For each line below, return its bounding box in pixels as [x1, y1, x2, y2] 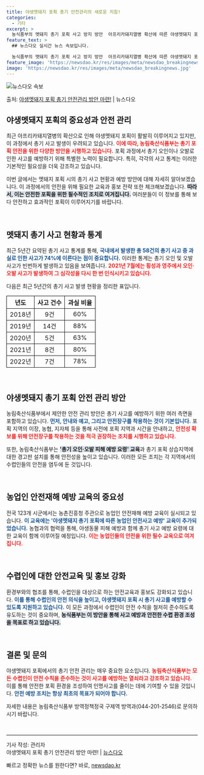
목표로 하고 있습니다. [12, 618, 61, 626]
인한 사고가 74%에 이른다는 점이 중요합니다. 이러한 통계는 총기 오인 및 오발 [17, 255, 193, 262]
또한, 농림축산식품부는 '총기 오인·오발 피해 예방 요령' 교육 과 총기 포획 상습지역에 [6, 445, 194, 453]
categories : [6, 15, 36, 21]
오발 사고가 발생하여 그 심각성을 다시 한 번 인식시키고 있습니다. [6, 270, 152, 277]
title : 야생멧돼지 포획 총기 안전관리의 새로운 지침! [6, 9, 121, 15]
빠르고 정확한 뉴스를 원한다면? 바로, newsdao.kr [6, 762, 121, 769]
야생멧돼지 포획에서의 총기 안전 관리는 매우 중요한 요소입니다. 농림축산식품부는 [6, 667, 191, 675]
